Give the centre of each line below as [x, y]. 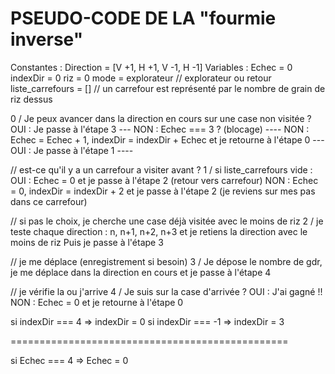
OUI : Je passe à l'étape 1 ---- [72, 150]
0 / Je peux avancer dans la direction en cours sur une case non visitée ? [161, 118]
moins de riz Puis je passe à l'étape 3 [87, 242]
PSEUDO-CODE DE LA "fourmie [143, 18]
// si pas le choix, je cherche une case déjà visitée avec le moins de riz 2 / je [167, 221]
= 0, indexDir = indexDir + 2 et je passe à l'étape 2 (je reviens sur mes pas [163, 191]
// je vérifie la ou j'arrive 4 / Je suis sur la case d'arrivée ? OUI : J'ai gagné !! [166, 291]
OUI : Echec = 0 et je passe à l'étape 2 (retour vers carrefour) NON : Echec [164, 180]
